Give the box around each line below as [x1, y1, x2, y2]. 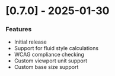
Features [5, 25, 32, 34]
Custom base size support [14, 64, 79, 71]
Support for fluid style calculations [14, 45, 99, 52]
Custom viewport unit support [14, 57, 88, 64]
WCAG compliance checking [14, 51, 84, 58]
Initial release [14, 38, 47, 45]
